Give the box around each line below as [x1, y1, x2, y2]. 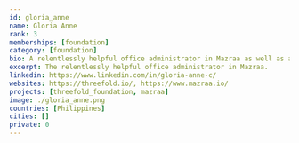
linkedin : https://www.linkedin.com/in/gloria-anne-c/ [9, 71, 217, 80]
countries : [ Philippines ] [9, 104, 105, 113]
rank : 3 [9, 29, 38, 38]
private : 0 [9, 121, 50, 130]
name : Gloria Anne [9, 21, 77, 30]
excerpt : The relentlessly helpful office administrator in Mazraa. [9, 63, 269, 72]
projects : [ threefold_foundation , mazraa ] [9, 87, 169, 96]
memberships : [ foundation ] [9, 37, 109, 47]
